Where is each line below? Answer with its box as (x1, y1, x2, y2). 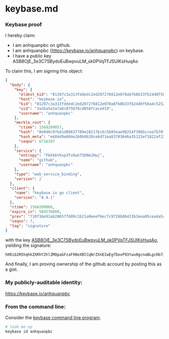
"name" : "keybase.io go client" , (14, 190, 84, 196)
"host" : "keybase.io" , (18, 96, 66, 101)
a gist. (5, 266, 18, 272)
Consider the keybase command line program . (5, 314, 102, 320)
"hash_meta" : (18, 134, 46, 139)
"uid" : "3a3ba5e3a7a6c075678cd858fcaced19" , (18, 106, 114, 111)
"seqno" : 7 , (10, 218, 35, 223)
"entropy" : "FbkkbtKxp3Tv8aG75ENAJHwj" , (18, 153, 105, 158)
